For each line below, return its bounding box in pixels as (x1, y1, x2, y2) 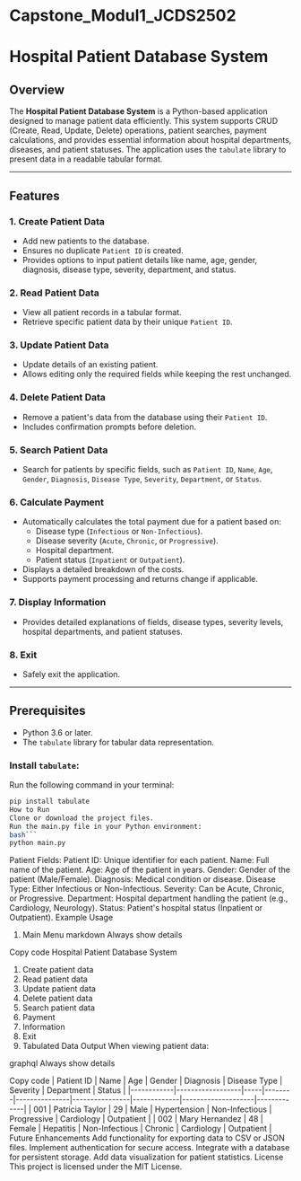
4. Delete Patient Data (9, 392, 106, 404)
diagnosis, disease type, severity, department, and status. (21, 264, 236, 275)
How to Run (9, 805, 50, 814)
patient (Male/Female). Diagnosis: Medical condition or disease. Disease (9, 874, 276, 885)
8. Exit (9, 648, 38, 661)
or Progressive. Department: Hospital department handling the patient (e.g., (9, 893, 288, 903)
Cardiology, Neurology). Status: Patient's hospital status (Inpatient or (9, 903, 263, 913)
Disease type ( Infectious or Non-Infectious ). (35, 526, 203, 537)
